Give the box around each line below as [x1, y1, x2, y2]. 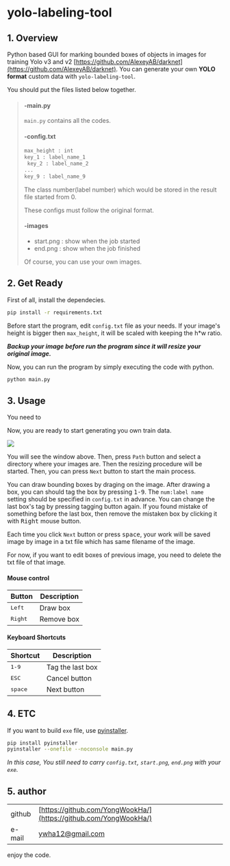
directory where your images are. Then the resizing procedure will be [7, 460, 203, 468]
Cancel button [47, 673, 92, 683]
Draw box [39, 603, 71, 613]
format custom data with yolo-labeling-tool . [7, 72, 136, 80]
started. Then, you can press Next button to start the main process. [7, 467, 196, 475]
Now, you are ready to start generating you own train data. [7, 426, 172, 435]
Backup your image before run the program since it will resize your [7, 342, 201, 350]
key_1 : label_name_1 [23, 154, 86, 161]
